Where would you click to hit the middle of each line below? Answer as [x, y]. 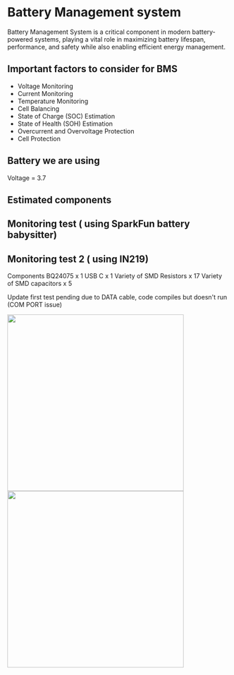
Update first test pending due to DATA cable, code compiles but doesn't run [117, 297]
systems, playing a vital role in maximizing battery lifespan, [120, 39]
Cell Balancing [38, 108]
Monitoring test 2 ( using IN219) [78, 259]
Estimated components [59, 199]
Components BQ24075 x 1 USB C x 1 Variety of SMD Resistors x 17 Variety [115, 276]
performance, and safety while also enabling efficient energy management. [116, 47]
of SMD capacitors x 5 [40, 284]
